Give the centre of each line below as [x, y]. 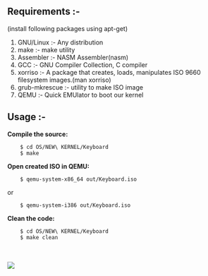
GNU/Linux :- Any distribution [60, 42]
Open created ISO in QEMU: [49, 166]
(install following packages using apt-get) [68, 28]
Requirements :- [44, 12]
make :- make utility [46, 49]
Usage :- [26, 117]
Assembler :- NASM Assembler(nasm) [73, 57]
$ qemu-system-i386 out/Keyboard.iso [75, 205]
